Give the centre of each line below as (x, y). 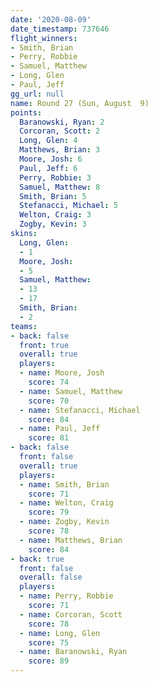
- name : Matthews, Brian (71, 540)
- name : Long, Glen (60, 633)
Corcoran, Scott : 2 (60, 131)
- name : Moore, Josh (62, 373)
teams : (24, 326)
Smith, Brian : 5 (53, 196)
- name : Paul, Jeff (60, 429)
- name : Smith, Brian (64, 484)
